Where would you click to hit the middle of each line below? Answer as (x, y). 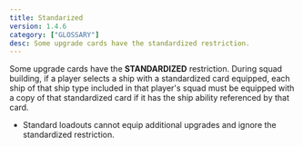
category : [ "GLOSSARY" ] (55, 34)
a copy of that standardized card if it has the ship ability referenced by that (149, 98)
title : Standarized (46, 18)
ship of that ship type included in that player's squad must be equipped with (152, 88)
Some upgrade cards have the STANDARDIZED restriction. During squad (146, 69)
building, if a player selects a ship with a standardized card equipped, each (150, 79)
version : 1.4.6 (38, 26)
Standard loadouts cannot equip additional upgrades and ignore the (150, 125)
